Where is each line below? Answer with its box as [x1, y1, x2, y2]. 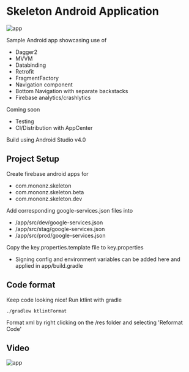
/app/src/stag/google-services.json [15, 225, 105, 232]
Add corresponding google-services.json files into [6, 207, 133, 214]
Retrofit [15, 67, 34, 75]
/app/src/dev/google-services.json [15, 219, 103, 226]
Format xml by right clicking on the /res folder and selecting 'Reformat [6, 319, 183, 326]
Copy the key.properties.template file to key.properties [6, 243, 144, 251]
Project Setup [6, 154, 60, 164]
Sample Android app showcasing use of [6, 36, 107, 44]
